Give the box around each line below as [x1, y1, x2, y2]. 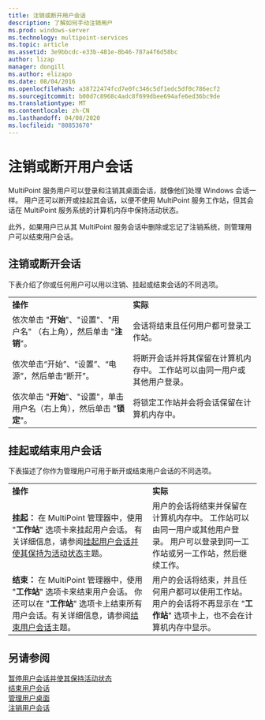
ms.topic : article [8, 41, 69, 49]
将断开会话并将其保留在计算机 [132, 353, 244, 364]
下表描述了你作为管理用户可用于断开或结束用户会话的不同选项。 [8, 466, 215, 476]
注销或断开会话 [8, 257, 81, 270]
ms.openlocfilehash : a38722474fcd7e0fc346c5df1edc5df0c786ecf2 [8, 84, 221, 93]
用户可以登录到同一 [170, 536, 242, 547]
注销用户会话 [8, 703, 50, 713]
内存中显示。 [168, 622, 216, 633]
